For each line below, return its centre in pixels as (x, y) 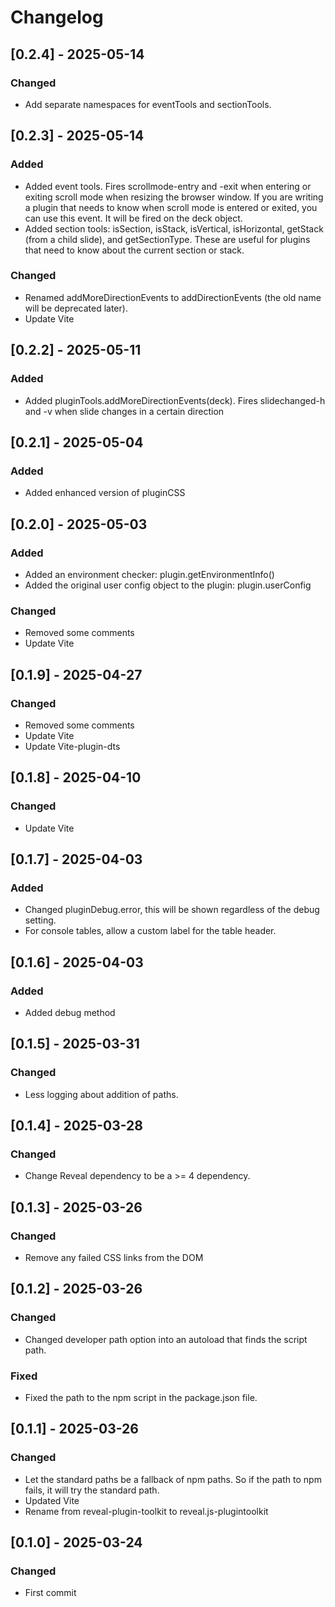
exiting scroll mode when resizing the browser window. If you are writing (174, 197)
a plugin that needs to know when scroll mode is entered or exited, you (171, 207)
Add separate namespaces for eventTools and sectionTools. (148, 104)
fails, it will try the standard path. (92, 1490)
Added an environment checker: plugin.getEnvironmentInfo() (149, 574)
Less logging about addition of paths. (101, 1094)
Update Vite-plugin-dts (72, 746)
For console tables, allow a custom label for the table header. (150, 931)
